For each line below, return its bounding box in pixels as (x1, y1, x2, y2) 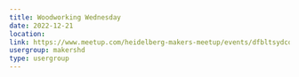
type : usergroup (9, 54, 69, 63)
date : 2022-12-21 (9, 21, 74, 30)
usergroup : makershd (9, 46, 86, 55)
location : (9, 29, 46, 38)
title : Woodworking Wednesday (9, 12, 122, 22)
